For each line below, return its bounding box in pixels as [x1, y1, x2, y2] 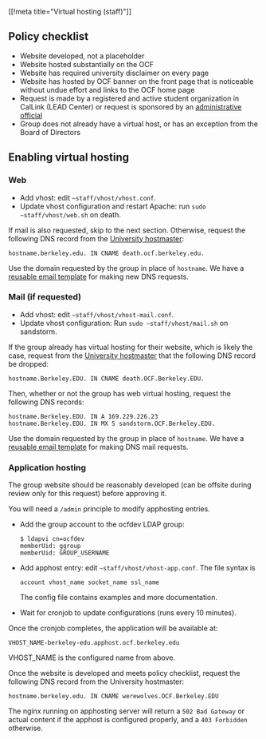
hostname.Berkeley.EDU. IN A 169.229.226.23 [8, 412, 158, 420]
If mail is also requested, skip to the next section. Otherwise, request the [8, 225, 246, 235]
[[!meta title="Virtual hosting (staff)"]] [8, 7, 132, 16]
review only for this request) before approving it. [8, 489, 167, 499]
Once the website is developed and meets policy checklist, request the [8, 669, 241, 678]
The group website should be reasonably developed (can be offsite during [8, 480, 252, 490]
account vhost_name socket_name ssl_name [19, 578, 159, 586]
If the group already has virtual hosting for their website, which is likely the [8, 342, 253, 352]
